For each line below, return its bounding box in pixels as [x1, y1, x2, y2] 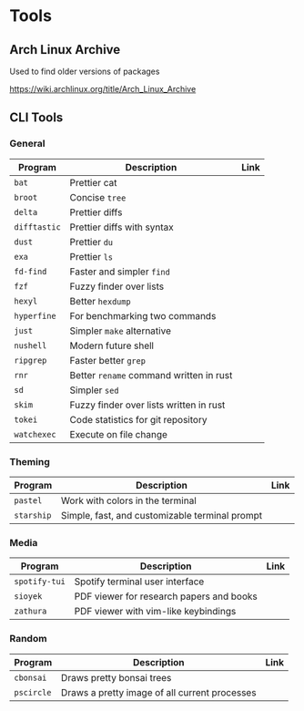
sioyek [14, 592, 43, 602]
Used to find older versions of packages [9, 66, 160, 77]
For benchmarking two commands [69, 309, 217, 322]
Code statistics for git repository [69, 413, 208, 426]
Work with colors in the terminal [60, 494, 198, 507]
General [9, 138, 46, 150]
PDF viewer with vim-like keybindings [74, 605, 237, 618]
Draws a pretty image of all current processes [60, 685, 257, 698]
